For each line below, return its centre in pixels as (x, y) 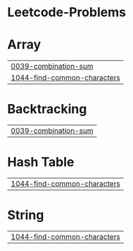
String (26, 215)
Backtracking (47, 109)
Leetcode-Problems (67, 12)
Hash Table (41, 162)
